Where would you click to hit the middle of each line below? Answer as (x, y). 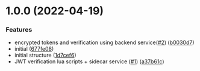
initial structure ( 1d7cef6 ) (45, 55)
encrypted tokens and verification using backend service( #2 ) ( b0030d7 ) (104, 42)
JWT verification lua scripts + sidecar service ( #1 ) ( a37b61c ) (89, 61)
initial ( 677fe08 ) (34, 49)
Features (19, 30)
